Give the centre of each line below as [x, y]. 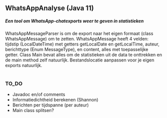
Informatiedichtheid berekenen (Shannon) [55, 99]
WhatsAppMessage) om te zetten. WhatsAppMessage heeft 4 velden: [77, 39]
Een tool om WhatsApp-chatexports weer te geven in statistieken [75, 21]
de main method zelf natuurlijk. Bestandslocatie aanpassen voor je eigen [80, 60]
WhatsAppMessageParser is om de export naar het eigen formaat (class [79, 33]
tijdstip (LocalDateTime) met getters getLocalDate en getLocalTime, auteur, [82, 44]
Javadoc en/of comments [39, 94]
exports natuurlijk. [24, 65]
